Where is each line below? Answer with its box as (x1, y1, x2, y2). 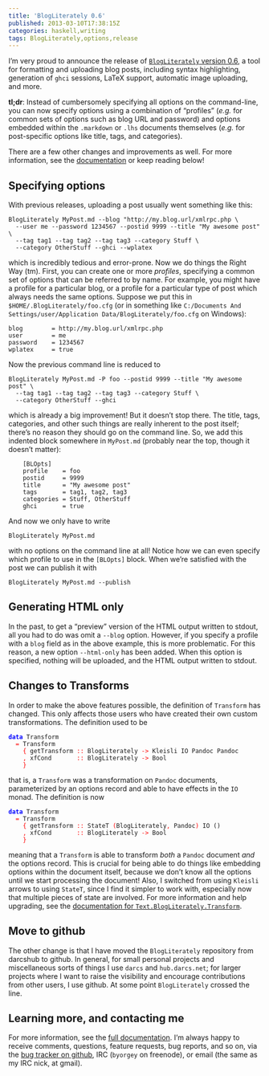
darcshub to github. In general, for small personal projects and (8, 954, 214, 964)
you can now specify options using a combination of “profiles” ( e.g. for (8, 106, 243, 116)
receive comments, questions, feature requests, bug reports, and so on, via (8, 1041, 258, 1051)
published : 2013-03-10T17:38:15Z (8, 19, 120, 27)
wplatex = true (8, 346, 74, 354)
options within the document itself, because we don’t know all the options (8, 866, 251, 876)
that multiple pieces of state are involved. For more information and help (8, 892, 247, 902)
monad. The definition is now (8, 792, 104, 801)
